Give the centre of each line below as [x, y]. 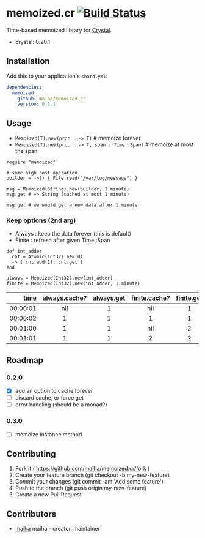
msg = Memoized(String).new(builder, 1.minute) [68, 189]
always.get [109, 298]
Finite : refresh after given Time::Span [63, 240]
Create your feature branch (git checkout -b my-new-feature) [92, 475]
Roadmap [25, 360]
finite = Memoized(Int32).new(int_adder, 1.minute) [73, 284]
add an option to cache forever [54, 391]
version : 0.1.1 [37, 104]
